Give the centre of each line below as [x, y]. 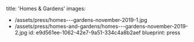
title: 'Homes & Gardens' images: [46, 9]
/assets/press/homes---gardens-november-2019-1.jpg [81, 20]
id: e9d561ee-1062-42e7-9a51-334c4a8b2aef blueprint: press [105, 33]
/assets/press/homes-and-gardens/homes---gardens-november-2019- [101, 26]
